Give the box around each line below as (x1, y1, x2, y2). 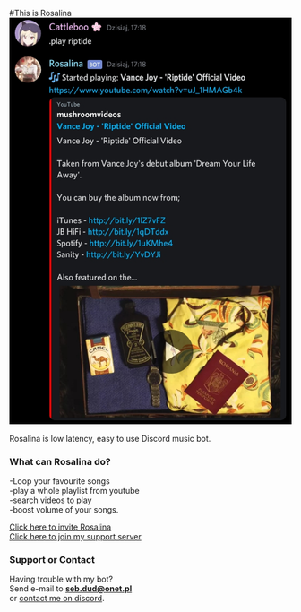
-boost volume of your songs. (9, 504, 119, 515)
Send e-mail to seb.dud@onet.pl (9, 583, 133, 594)
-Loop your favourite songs (9, 476, 110, 487)
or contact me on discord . (9, 593, 105, 604)
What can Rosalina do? (9, 455, 112, 468)
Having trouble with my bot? (9, 573, 114, 585)
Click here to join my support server (9, 531, 142, 542)
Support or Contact (9, 554, 96, 566)
